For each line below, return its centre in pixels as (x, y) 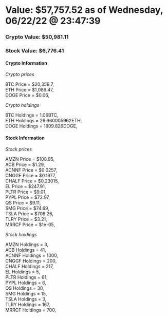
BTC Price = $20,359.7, (30, 84)
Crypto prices (20, 74)
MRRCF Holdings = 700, (31, 310)
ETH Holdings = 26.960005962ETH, (44, 121)
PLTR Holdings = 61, (26, 277)
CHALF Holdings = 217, (30, 267)
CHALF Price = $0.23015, (32, 181)
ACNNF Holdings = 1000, (32, 255)
